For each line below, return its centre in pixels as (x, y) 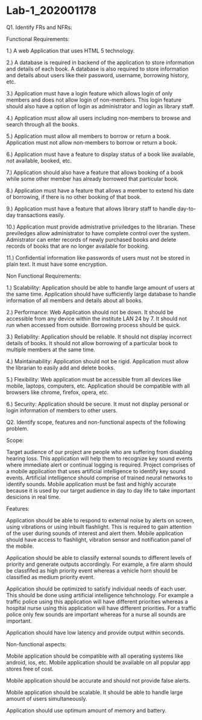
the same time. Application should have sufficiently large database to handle (101, 294)
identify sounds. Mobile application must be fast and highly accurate (91, 484)
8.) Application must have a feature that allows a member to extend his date (100, 190)
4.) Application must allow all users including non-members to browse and (99, 118)
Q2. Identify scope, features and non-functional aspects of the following (96, 422)
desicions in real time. (33, 497)
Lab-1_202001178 (51, 11)
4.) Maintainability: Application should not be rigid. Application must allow (97, 361)
